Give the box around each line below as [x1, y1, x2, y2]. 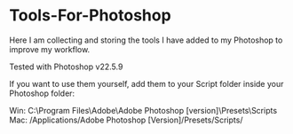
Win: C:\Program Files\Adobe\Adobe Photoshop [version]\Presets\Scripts [9, 105, 278, 115]
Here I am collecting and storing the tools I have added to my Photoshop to [9, 35, 283, 45]
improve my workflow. [9, 43, 91, 54]
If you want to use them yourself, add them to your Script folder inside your [9, 78, 284, 89]
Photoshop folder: [9, 88, 75, 99]
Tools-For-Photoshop [9, 5, 171, 26]
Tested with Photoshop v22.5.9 [9, 61, 123, 72]
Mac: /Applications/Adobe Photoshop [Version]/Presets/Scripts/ [9, 114, 243, 125]
